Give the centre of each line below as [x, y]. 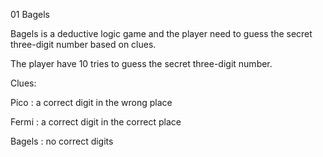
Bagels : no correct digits [62, 141]
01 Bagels [30, 14]
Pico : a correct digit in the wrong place [91, 102]
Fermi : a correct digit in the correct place [96, 122]
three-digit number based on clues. [83, 44]
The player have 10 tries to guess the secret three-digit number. [141, 63]
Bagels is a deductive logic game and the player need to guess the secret [161, 33]
